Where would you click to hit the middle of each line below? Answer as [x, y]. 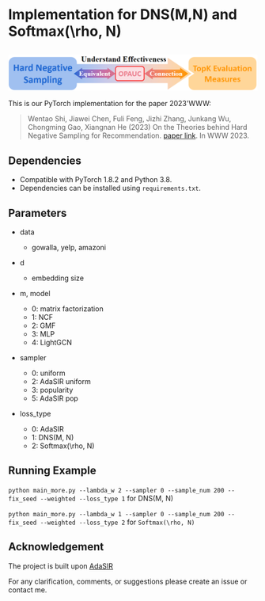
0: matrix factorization [68, 308]
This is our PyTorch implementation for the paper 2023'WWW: [110, 104]
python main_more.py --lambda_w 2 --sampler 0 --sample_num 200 [116, 490]
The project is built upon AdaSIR [61, 566]
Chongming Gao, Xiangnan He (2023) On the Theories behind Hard [137, 127]
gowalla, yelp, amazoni [69, 247]
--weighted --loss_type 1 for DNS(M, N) [107, 498]
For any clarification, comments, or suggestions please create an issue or [128, 581]
